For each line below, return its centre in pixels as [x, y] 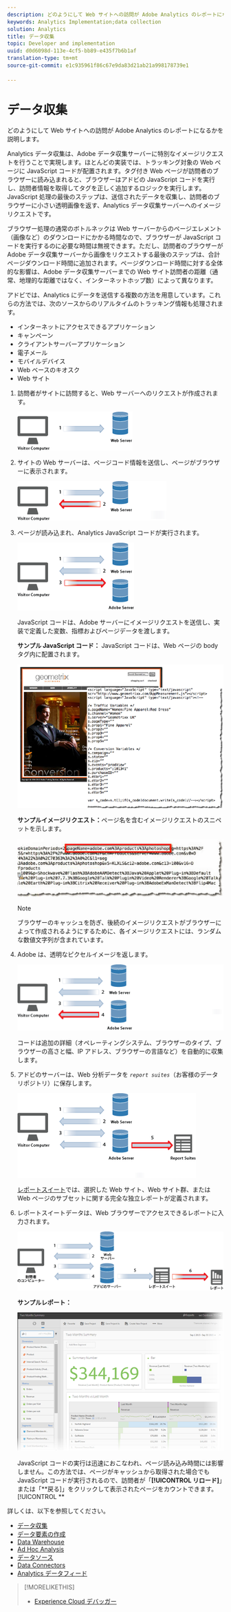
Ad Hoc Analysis [40, 1549]
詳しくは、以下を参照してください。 [58, 1511]
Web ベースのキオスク [48, 369]
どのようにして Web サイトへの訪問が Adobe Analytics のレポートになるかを [115, 130]
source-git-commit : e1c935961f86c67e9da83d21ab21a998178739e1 [98, 65]
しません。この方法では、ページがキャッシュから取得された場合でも [113, 1471]
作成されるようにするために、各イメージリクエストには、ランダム [128, 931]
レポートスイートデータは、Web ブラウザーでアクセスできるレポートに [117, 1213]
